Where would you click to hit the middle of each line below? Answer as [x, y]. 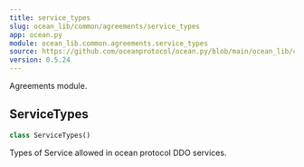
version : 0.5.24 [40, 60]
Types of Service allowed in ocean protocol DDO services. [118, 152]
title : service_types [50, 18]
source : [24, 52]
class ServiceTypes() [50, 135]
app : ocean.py [36, 34]
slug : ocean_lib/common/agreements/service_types [105, 26]
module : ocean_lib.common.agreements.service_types [109, 43]
